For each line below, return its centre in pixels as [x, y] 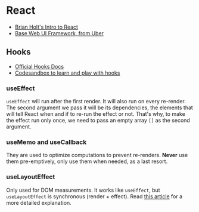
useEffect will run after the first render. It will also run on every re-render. [96, 102]
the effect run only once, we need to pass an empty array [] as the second [98, 121]
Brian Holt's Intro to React [46, 27]
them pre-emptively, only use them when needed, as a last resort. [87, 161]
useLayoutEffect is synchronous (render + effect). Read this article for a [94, 196]
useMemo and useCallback [46, 142]
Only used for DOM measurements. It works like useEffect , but [83, 190]
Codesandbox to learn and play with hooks [67, 73]
